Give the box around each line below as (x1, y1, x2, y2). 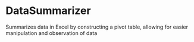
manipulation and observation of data (5, 29, 98, 36)
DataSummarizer (5, 4, 91, 17)
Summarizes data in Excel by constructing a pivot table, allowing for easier (5, 23, 189, 30)
